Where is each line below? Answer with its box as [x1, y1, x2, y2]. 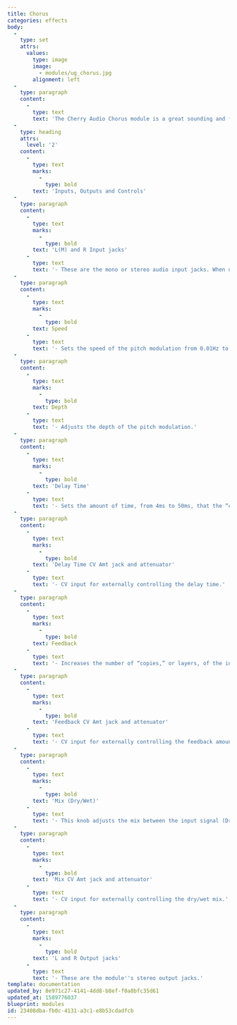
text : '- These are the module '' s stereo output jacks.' [32, 974, 203, 981]
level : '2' [25, 142, 59, 149]
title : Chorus [7, 10, 49, 18]
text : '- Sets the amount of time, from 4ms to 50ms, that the [32, 502, 222, 509]
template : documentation [7, 981, 80, 988]
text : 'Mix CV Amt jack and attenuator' [32, 876, 153, 883]
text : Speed [32, 325, 68, 332]
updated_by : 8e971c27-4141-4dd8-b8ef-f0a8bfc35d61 [7, 988, 159, 995]
